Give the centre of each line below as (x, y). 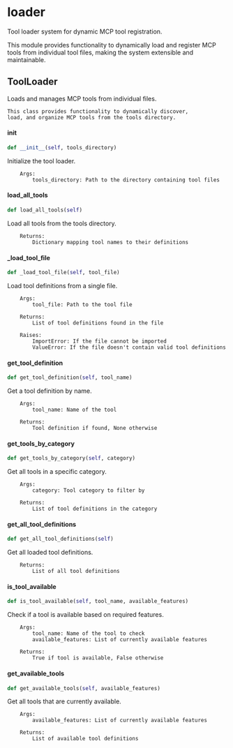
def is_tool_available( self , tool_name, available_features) (98, 601)
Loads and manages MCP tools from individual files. (82, 98)
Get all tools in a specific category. (57, 472)
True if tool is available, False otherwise (98, 658)
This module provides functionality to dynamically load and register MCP (112, 45)
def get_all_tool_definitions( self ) (60, 539)
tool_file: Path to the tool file (82, 304)
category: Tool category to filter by (89, 491)
